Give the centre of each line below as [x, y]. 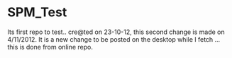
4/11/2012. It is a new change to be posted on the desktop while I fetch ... [114, 39]
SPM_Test [37, 12]
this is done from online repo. [50, 47]
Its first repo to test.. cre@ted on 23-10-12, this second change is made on [116, 32]
